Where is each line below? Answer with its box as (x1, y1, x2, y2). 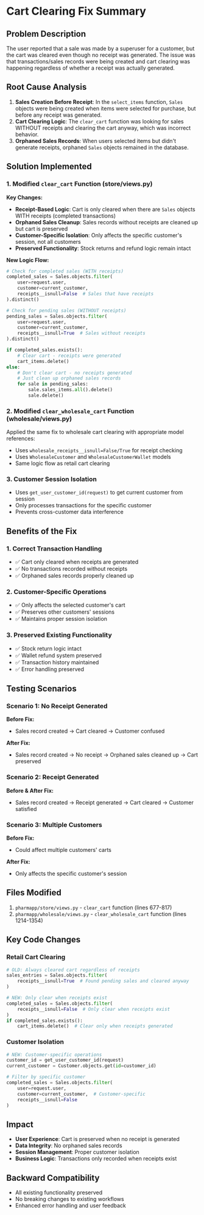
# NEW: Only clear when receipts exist (6, 995, 108, 1001)
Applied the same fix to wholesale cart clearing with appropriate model (6, 428, 184, 436)
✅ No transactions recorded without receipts (15, 565, 128, 573)
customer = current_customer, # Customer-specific (17, 1091, 146, 1097)
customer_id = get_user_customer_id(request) (6, 1057, 124, 1063)
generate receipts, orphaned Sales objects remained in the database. (15, 144, 189, 151)
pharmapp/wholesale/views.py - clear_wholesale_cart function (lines (15, 910, 187, 917)
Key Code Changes (6, 934, 81, 945)
